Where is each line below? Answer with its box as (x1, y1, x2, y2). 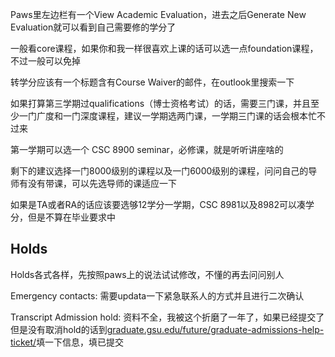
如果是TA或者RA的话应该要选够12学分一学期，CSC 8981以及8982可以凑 (10, 199, 307, 210)
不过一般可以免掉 (10, 55, 81, 67)
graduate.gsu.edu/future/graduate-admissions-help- (106, 323, 325, 335)
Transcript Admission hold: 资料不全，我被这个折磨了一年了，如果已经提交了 (10, 311, 325, 323)
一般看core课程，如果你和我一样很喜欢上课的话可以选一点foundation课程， (10, 43, 319, 54)
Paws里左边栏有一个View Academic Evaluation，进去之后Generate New (10, 9, 307, 20)
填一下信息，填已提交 (36, 336, 125, 348)
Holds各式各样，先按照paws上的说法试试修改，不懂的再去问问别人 (10, 268, 285, 280)
